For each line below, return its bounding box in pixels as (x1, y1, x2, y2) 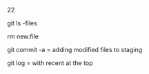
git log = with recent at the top (7, 59, 93, 67)
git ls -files (7, 19, 38, 27)
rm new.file (7, 32, 39, 40)
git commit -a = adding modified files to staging (7, 46, 143, 53)
